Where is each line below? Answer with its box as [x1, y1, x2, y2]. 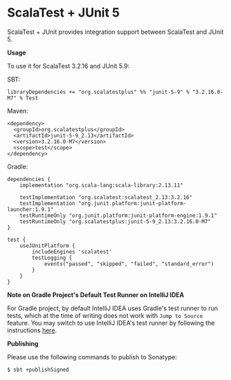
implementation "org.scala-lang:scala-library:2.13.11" [19, 182, 184, 189]
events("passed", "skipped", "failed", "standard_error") [43, 260, 214, 267]
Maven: [7, 106, 29, 115]
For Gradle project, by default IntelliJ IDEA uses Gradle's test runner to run [7, 304, 219, 312]
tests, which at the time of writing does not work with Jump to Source [7, 311, 203, 319]
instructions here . [7, 326, 57, 334]
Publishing [7, 339, 39, 348]
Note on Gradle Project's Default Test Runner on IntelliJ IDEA [7, 290, 185, 298]
